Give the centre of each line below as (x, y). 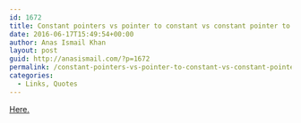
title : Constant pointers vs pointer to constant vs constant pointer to (150, 26)
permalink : (30, 68)
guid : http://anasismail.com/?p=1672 (80, 59)
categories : (31, 76)
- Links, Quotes (47, 84)
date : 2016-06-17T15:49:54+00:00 (72, 34)
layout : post (34, 51)
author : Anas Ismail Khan (57, 42)
